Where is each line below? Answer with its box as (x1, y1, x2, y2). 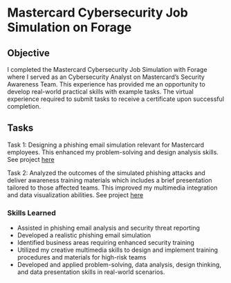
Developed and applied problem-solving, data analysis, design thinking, (17, 261, 221, 269)
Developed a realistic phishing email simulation (17, 231, 151, 239)
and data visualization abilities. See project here (7, 190, 144, 199)
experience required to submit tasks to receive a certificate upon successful (7, 95, 225, 103)
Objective (7, 47, 50, 59)
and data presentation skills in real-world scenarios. (17, 268, 165, 276)
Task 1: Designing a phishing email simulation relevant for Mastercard (7, 140, 205, 149)
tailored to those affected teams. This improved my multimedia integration (7, 183, 218, 192)
